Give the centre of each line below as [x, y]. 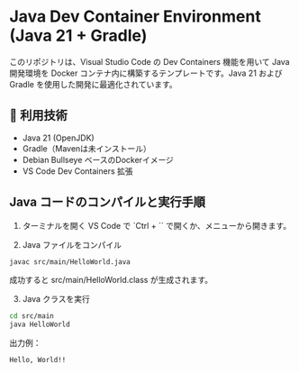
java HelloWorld [40, 325]
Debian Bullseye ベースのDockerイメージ [98, 159]
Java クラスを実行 [56, 299]
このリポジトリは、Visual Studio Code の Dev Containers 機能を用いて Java [149, 61]
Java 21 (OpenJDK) [58, 138]
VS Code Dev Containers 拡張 [77, 171]
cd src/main [32, 316]
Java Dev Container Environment [135, 17]
